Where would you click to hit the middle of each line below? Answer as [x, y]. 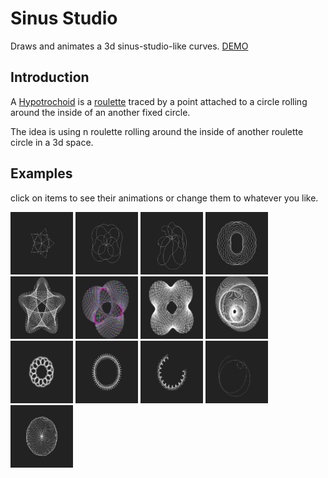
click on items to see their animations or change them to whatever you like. [164, 198]
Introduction [50, 77]
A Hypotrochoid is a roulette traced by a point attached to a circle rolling [159, 101]
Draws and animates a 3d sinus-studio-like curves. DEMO [129, 46]
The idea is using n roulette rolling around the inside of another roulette [157, 131]
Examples [41, 173]
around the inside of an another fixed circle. [100, 112]
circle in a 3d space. [52, 142]
